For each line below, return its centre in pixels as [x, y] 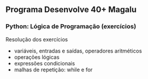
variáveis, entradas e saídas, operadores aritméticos [78, 51]
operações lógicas [37, 57]
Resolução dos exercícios [37, 39]
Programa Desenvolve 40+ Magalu [71, 10]
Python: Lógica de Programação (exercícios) [71, 27]
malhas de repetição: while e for [53, 70]
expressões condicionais [44, 63]
